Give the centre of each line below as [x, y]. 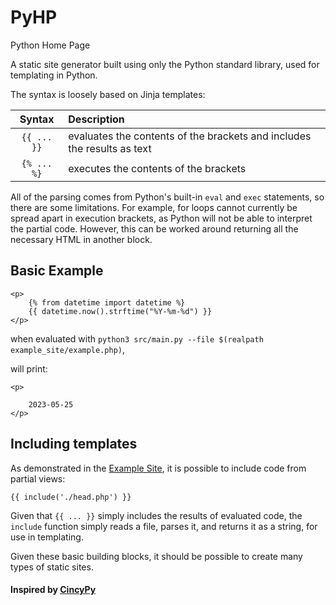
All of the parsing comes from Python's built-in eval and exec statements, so [167, 197]
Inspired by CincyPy [53, 590]
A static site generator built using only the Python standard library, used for [165, 64]
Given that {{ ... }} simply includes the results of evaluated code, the [156, 515]
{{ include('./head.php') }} [71, 497]
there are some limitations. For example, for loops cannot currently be [154, 207]
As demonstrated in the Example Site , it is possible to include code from [158, 468]
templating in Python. [54, 75]
